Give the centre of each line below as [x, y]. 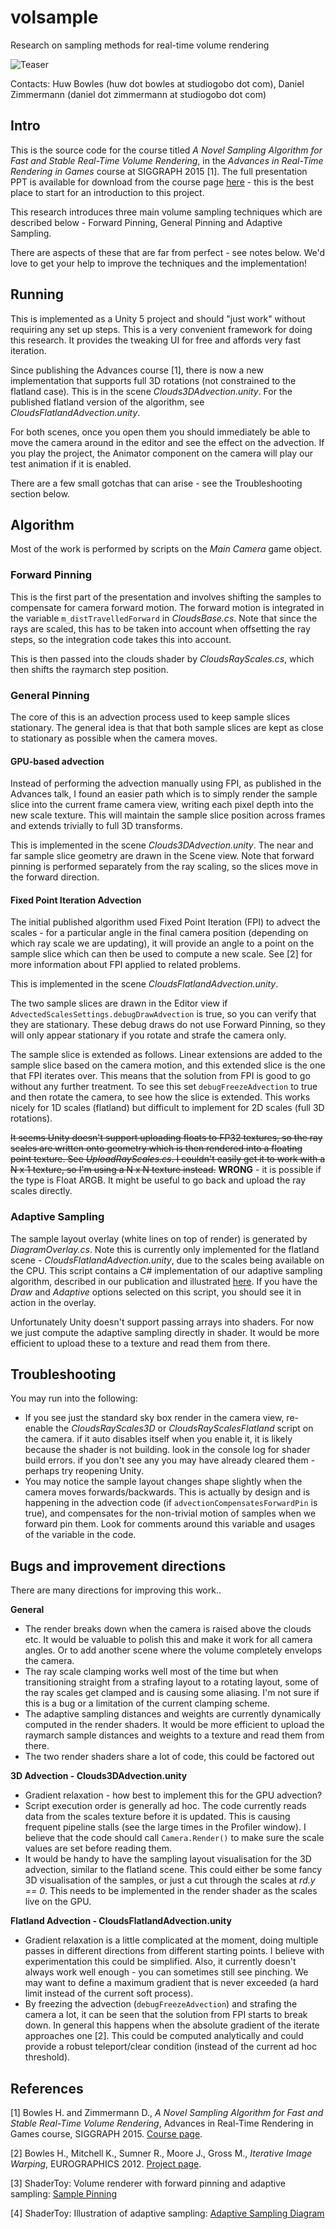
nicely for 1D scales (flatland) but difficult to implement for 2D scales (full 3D [167, 1108]
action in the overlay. [53, 1302]
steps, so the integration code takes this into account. [121, 639]
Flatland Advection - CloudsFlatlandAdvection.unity [121, 1921]
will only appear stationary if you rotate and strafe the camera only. [148, 1035]
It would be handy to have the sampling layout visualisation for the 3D [168, 1859]
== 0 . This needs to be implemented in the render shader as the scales [171, 1891]
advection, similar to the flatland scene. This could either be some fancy [173, 1870]
